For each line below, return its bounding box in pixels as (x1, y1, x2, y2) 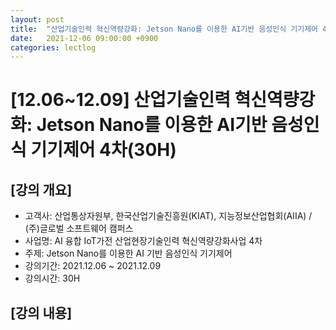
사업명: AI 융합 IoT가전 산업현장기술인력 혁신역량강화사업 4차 (24, 235, 263, 247)
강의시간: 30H (24, 272, 81, 285)
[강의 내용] (10, 304, 73, 321)
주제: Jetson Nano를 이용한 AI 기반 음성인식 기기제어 (24, 247, 233, 260)
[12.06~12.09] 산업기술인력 (10, 89, 231, 111)
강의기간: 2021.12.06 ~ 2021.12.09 (24, 260, 162, 272)
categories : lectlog (10, 42, 97, 53)
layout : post (10, 14, 65, 25)
